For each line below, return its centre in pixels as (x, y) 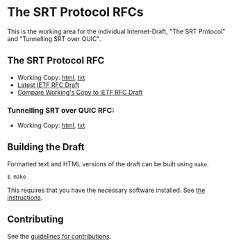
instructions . (25, 197)
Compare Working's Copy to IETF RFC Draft (80, 92)
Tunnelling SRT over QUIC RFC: (61, 110)
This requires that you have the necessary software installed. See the (106, 190)
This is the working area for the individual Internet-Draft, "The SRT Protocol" (116, 31)
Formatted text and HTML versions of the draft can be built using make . (108, 164)
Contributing (35, 220)
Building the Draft (46, 147)
